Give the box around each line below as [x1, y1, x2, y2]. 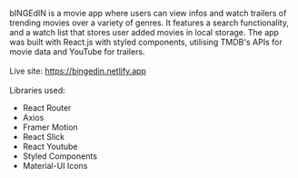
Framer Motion [22, 122, 79, 133]
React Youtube [22, 141, 78, 152]
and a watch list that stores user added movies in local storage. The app [9, 27, 280, 37]
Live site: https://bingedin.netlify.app [9, 65, 147, 76]
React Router [22, 103, 72, 113]
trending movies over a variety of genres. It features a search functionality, [9, 17, 289, 28]
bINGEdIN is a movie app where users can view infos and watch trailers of [9, 8, 287, 18]
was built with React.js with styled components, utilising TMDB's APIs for [9, 36, 283, 47]
